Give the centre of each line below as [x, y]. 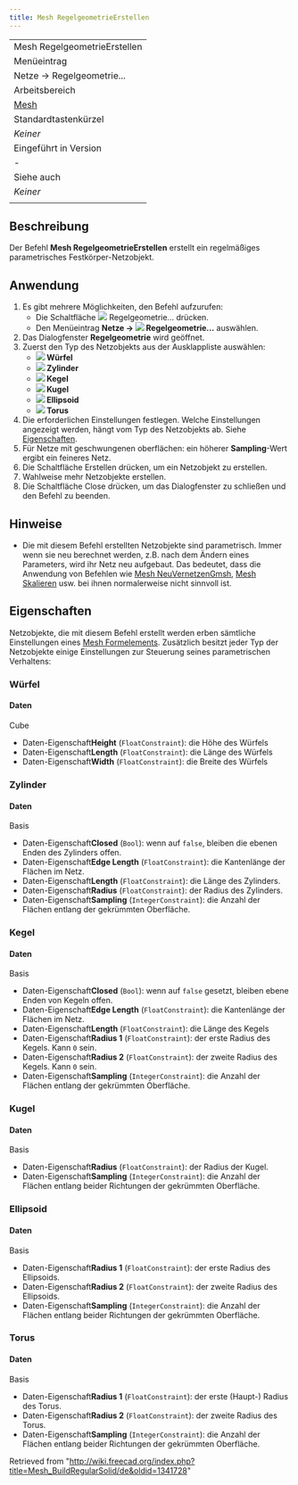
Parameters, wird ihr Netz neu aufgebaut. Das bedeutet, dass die [141, 565]
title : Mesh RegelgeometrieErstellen [79, 17]
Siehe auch [37, 177]
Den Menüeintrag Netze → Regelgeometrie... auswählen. [147, 328]
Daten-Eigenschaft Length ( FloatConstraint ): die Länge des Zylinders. [151, 881]
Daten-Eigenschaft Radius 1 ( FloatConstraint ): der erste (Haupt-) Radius [155, 1396]
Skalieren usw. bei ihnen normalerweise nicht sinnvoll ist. [127, 583]
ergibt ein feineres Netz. [66, 458]
